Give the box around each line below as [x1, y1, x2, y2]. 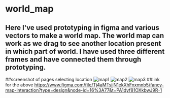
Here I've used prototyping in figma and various [5, 23, 160, 32]
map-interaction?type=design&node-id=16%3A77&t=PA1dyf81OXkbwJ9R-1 [5, 87, 162, 93]
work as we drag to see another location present [5, 39, 161, 48]
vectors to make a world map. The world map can [5, 31, 164, 40]
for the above [5, 82, 33, 88]
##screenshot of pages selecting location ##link [5, 77, 160, 82]
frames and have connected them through [5, 55, 142, 63]
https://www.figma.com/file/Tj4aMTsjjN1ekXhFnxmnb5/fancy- [34, 82, 164, 88]
